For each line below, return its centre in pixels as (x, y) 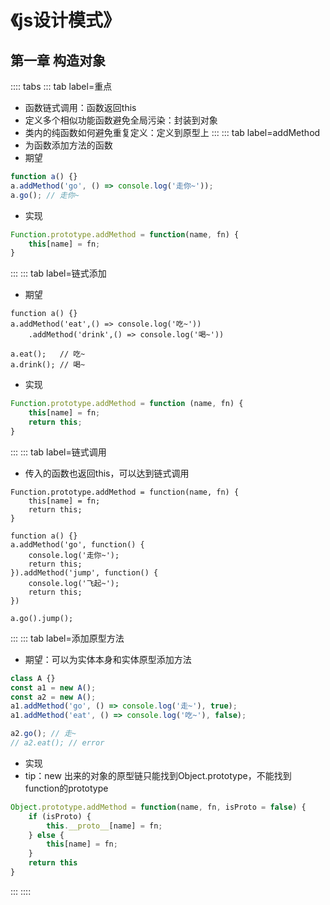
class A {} (33, 678)
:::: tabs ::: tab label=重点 (61, 86)
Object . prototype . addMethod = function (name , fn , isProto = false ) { (158, 807)
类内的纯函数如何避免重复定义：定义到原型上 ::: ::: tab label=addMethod (172, 132)
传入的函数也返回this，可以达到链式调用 (107, 473)
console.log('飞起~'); (74, 583)
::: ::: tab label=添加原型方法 (67, 638)
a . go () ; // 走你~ (45, 195)
